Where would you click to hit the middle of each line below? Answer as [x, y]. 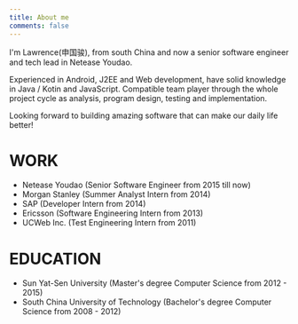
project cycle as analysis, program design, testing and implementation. [138, 98]
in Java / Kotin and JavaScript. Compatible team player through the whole [144, 89]
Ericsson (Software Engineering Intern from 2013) [113, 213]
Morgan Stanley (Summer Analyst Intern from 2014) [116, 194]
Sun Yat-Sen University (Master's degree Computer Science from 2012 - [154, 283]
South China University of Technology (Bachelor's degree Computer [147, 302]
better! [21, 124]
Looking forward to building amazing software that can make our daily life [144, 115]
